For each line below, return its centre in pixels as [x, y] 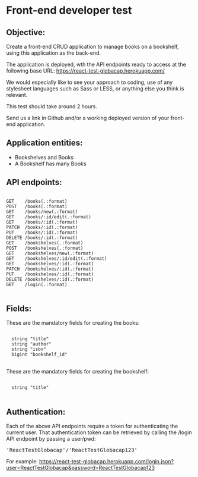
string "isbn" [29, 349]
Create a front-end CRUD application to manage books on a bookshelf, [92, 46]
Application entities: [44, 143]
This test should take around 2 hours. [52, 106]
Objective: [26, 32]
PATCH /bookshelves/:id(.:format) [50, 269]
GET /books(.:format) [37, 201]
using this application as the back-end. [54, 53]
